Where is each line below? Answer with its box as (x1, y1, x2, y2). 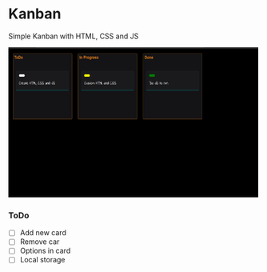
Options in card (19, 246, 71, 256)
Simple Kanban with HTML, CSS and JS (8, 31, 139, 41)
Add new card (19, 228, 66, 238)
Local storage (19, 255, 66, 265)
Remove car (19, 237, 60, 246)
